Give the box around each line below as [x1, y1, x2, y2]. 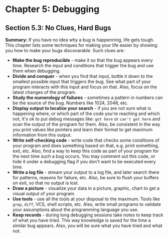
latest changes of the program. [12, 89, 77, 95]
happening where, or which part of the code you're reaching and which [12, 110, 160, 116]
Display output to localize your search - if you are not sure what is [12, 105, 151, 111]
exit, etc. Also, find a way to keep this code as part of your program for [12, 148, 159, 154]
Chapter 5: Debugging [5, 4, 100, 15]
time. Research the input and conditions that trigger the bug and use [12, 63, 154, 68]
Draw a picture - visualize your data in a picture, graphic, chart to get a [12, 185, 159, 191]
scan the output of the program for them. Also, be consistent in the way [12, 122, 160, 127]
